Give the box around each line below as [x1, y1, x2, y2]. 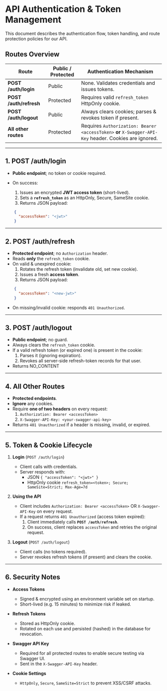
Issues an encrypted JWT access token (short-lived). [19, 189, 130, 195]
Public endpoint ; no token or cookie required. [12, 170, 106, 176]
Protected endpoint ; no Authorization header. [12, 250, 108, 256]
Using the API [12, 493, 41, 500]
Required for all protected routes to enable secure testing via [19, 650, 144, 656]
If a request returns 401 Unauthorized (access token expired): [19, 514, 146, 520]
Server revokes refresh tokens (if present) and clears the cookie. [19, 554, 153, 560]
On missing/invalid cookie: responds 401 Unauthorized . [12, 305, 125, 310]
